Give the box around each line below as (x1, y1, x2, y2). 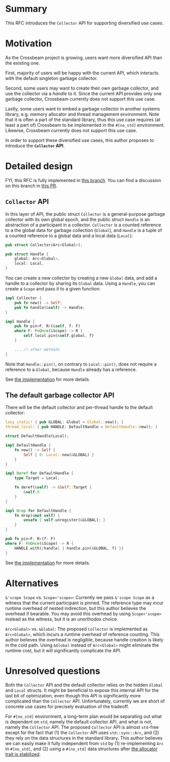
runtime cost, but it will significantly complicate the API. (5, 647, 121, 654)
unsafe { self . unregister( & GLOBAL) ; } (23, 517, 106, 523)
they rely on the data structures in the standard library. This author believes (5, 735, 163, 741)
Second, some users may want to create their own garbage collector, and (5, 85, 159, 91)
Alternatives (5, 577, 59, 589)
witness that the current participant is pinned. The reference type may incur (5, 600, 164, 606)
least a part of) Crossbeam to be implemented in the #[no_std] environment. (5, 122, 165, 128)
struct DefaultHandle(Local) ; (5, 433, 70, 439)
